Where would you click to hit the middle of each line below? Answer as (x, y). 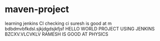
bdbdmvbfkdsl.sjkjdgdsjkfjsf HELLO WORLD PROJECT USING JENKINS (80, 28)
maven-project (37, 9)
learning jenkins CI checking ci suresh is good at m (58, 23)
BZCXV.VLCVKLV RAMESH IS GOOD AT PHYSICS (57, 34)
